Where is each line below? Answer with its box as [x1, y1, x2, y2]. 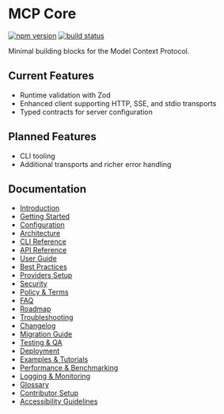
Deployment [19, 346, 60, 356]
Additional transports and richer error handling [19, 159, 172, 169]
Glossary [19, 380, 50, 389]
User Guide [19, 254, 57, 264]
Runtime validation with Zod [19, 90, 111, 100]
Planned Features [8, 130, 97, 143]
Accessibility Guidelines [19, 397, 98, 406]
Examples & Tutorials [19, 355, 89, 364]
